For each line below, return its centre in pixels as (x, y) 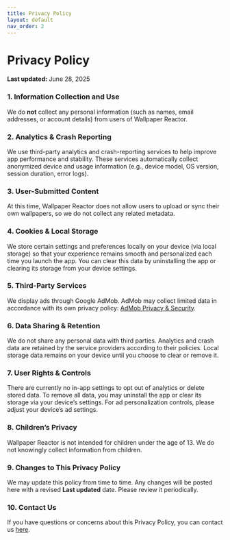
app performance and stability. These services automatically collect (103, 159)
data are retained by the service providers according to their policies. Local (113, 348)
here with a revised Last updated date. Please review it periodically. (103, 489)
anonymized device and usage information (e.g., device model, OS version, (113, 166)
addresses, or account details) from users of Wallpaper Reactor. (98, 119)
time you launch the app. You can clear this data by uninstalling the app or (112, 260)
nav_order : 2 (26, 26)
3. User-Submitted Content (53, 191)
